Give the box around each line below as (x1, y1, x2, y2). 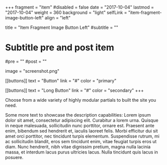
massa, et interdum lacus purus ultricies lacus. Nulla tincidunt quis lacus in (5, 149, 159, 155)
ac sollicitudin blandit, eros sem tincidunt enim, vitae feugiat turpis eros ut (5, 138, 157, 144)
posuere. (5, 154, 24, 160)
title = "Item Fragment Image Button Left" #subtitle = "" (5, 24, 119, 30)
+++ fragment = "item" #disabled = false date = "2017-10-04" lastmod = (5, 4, 154, 10)
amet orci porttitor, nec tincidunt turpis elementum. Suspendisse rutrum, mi (5, 133, 160, 139)
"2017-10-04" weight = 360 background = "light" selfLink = (5, 9, 127, 15)
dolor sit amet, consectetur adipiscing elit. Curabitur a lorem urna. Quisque (5, 117, 159, 123)
